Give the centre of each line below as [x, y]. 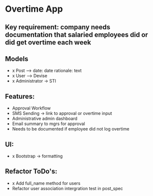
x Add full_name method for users [46, 183]
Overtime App [34, 9]
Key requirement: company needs [58, 27]
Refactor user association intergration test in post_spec [67, 188]
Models [17, 59]
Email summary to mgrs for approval [48, 124]
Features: [20, 96]
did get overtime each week [48, 42]
